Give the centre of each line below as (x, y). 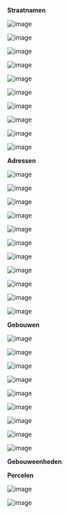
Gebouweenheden (35, 461)
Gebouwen (23, 325)
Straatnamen (26, 10)
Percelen (21, 475)
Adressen (22, 161)
